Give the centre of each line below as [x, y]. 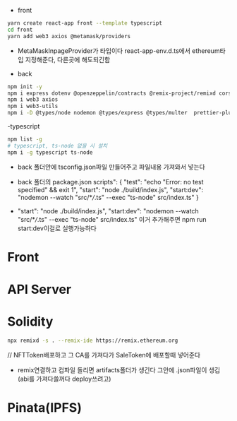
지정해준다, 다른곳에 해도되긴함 [68, 59]
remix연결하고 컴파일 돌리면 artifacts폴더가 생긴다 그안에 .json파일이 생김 [119, 369]
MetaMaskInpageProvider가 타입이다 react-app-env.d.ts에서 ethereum [119, 51]
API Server [39, 290]
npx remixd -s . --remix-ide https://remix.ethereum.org [93, 340]
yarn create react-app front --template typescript [85, 23]
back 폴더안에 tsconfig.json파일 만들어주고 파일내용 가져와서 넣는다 [111, 167]
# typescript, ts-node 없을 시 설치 [57, 146]
